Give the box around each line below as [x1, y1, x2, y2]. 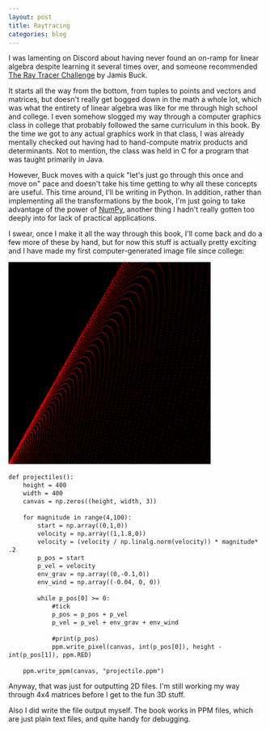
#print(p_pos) [51, 635, 99, 643]
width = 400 [23, 490, 63, 498]
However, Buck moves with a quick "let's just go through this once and [8, 170, 244, 180]
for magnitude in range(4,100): [23, 514, 132, 522]
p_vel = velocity [37, 562, 95, 570]
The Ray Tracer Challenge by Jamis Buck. [8, 70, 148, 80]
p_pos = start [37, 554, 85, 562]
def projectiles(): [8, 473, 74, 482]
